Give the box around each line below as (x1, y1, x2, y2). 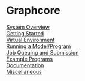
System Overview (6, 23, 50, 31)
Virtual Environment (6, 36, 55, 43)
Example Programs (6, 55, 53, 62)
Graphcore (6, 4, 61, 17)
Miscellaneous (6, 68, 42, 75)
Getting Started (6, 29, 44, 37)
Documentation (6, 61, 44, 69)
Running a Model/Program (6, 43, 71, 50)
